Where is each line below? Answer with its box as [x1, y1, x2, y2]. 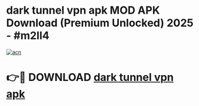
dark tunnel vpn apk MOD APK [6, 4, 160, 17]
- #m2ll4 [6, 29, 50, 42]
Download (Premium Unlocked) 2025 [6, 16, 194, 30]
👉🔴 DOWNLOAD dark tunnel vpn [6, 71, 174, 84]
